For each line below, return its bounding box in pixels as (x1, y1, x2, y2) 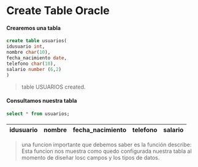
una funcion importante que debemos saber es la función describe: (21, 141, 192, 149)
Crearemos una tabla (6, 24, 61, 31)
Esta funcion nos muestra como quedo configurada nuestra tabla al (21, 147, 192, 155)
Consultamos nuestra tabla (6, 97, 77, 105)
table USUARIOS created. (21, 83, 86, 91)
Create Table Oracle (6, 4, 110, 18)
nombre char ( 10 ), (6, 50, 51, 56)
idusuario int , (6, 43, 45, 50)
